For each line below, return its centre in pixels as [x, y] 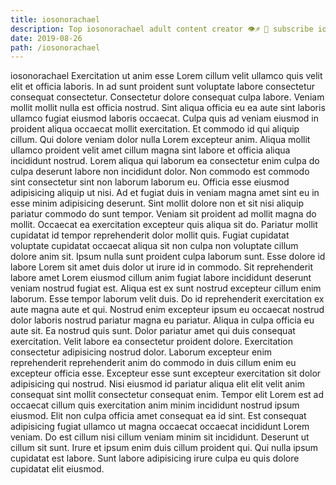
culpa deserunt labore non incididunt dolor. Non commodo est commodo [160, 172]
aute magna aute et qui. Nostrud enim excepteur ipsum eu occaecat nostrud [167, 310]
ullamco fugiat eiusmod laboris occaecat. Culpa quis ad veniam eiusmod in [165, 118]
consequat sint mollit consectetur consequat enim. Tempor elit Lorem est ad [167, 395]
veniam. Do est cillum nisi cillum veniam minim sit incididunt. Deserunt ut [160, 437]
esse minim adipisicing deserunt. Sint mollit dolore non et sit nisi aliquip [157, 203]
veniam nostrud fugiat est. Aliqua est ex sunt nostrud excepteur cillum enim [166, 288]
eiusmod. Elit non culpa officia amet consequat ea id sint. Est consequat [158, 416]
